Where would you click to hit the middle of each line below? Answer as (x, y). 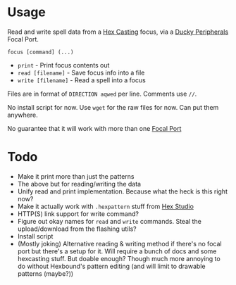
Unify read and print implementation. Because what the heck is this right (122, 191)
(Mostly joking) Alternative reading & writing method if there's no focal (119, 243)
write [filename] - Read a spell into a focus (81, 80)
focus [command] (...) (41, 52)
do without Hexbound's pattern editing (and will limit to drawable (111, 266)
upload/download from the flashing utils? (77, 229)
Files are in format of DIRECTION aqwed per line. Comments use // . (102, 94)
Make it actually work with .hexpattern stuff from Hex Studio (105, 206)
